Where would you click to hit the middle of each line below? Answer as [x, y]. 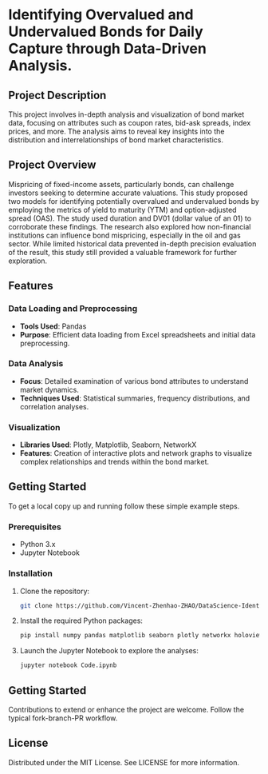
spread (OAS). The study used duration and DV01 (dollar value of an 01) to [130, 218]
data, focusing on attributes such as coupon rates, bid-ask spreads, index [130, 123]
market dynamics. [49, 389]
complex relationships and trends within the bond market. [114, 462]
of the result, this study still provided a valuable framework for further [122, 252]
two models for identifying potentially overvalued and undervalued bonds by [134, 201]
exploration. [28, 261]
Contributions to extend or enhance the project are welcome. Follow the [126, 709]
